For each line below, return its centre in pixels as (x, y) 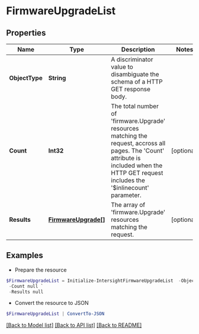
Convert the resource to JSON (52, 303)
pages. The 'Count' (138, 151)
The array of (128, 205)
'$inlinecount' (130, 188)
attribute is (126, 158)
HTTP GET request (137, 173)
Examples (25, 255)
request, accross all (138, 143)
